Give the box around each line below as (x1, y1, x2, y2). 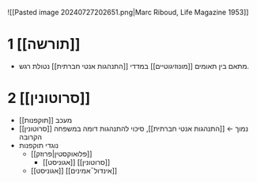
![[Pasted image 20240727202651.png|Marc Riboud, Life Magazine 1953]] (7, 8, 249, 17)
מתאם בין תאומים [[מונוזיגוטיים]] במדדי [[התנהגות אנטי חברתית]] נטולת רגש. (18, 61, 250, 71)
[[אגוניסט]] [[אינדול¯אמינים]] (30, 166, 118, 175)
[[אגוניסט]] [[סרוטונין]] (42, 157, 111, 166)
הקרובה (18, 132, 43, 142)
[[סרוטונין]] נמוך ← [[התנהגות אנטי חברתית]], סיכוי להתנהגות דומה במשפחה (18, 124, 248, 133)
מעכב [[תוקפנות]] (18, 115, 73, 124)
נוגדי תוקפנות (18, 140, 59, 150)
